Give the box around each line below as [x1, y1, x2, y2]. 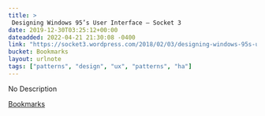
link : [8, 41, 26, 49]
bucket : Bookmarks [8, 48, 69, 56]
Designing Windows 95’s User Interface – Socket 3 [11, 19, 181, 27]
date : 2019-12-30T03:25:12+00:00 [8, 26, 118, 34]
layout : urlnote [8, 56, 62, 63]
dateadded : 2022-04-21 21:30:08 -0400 [8, 33, 136, 42]
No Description [8, 84, 58, 93]
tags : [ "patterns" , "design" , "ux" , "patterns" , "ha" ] [8, 63, 192, 71]
